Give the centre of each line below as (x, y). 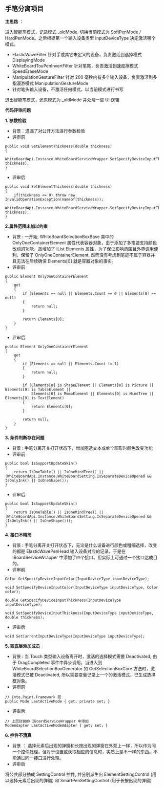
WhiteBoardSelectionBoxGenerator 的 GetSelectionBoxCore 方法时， (81, 668)
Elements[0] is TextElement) (35, 398)
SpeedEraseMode (30, 71)
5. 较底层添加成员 (22, 646)
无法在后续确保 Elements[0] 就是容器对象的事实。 (66, 261)
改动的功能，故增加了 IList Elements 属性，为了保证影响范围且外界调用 (83, 249)
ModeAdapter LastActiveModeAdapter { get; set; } (57, 725)
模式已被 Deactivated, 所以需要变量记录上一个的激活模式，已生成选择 (86, 675)
